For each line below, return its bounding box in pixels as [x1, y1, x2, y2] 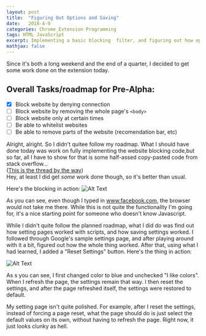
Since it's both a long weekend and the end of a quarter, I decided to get [6, 59, 189, 67]
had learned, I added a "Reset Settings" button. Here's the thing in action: [6, 248, 192, 255]
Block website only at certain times [15, 114, 104, 121]
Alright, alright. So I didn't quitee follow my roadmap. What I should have [6, 140, 189, 148]
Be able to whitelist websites [15, 121, 88, 129]
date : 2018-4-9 [6, 20, 51, 26]
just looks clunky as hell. [6, 323, 69, 330]
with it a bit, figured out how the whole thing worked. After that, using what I [6, 242, 198, 248]
